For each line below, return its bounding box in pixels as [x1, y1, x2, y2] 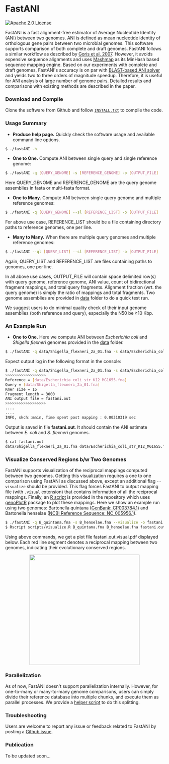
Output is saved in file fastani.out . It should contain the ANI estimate [5, 424, 147, 430]
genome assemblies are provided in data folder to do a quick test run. [5, 295, 149, 301]
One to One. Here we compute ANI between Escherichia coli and [12, 334, 147, 340]
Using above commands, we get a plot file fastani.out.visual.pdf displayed [5, 534, 158, 540]
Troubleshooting [5, 712, 47, 719]
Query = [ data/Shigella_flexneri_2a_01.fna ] [5, 382, 100, 387]
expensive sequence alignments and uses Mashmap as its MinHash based [5, 56, 159, 62]
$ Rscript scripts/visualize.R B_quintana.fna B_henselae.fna [5, 524, 138, 530]
